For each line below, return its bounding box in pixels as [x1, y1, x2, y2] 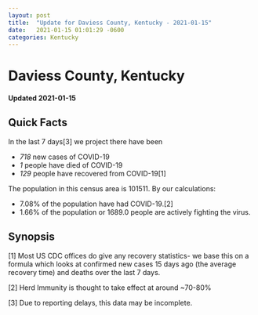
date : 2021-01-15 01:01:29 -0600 [8, 26, 125, 34]
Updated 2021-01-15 [8, 93, 76, 103]
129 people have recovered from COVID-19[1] [19, 168, 166, 178]
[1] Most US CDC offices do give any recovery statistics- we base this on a [8, 251, 249, 260]
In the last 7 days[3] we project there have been [8, 136, 163, 146]
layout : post [8, 11, 51, 20]
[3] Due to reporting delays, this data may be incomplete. [8, 298, 193, 307]
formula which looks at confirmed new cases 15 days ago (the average [8, 259, 237, 269]
